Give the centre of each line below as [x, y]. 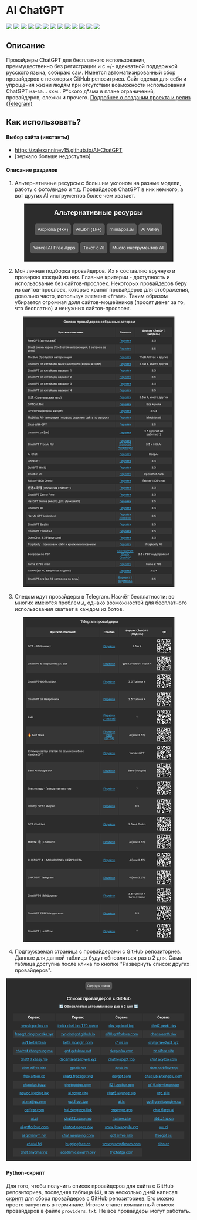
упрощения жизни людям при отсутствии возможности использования [96, 85]
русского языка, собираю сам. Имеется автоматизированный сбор [91, 72]
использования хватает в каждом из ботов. [69, 609]
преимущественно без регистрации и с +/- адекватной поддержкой [92, 66]
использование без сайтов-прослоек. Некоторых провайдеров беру [101, 283]
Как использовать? [43, 122]
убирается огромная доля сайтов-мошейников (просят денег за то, [100, 302]
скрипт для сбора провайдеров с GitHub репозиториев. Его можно [90, 1198]
